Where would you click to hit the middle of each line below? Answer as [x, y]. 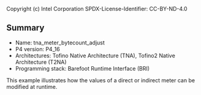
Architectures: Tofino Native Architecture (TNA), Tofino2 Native [95, 55]
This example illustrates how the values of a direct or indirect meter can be [100, 80]
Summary [25, 28]
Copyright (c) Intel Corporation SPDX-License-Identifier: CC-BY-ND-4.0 [97, 9]
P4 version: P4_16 [37, 49]
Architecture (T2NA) [41, 62]
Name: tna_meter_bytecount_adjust [60, 43]
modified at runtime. [32, 86]
